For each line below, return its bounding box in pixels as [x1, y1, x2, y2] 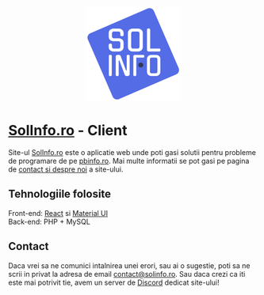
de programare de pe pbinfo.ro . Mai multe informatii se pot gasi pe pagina [8, 156, 250, 165]
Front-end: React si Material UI [8, 208, 109, 217]
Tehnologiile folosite [8, 187, 112, 201]
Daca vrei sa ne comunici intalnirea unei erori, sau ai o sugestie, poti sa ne [8, 260, 251, 270]
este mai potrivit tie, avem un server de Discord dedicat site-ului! [8, 278, 220, 287]
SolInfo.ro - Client [8, 122, 128, 140]
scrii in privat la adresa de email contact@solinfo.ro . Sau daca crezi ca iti [8, 269, 246, 278]
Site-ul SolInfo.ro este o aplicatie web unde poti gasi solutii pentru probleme [8, 147, 256, 157]
